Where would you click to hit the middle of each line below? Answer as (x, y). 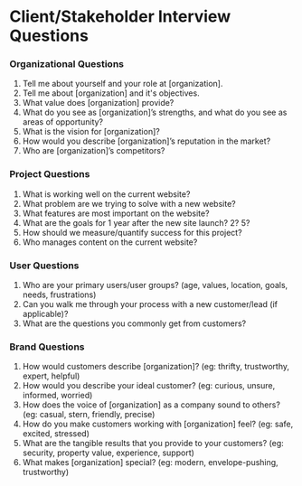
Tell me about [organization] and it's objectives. (111, 93)
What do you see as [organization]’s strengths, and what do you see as (155, 112)
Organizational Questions (67, 64)
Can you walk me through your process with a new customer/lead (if (150, 304)
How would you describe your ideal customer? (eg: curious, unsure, (149, 386)
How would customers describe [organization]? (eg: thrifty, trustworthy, (156, 367)
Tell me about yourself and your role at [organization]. (123, 84)
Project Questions (50, 174)
